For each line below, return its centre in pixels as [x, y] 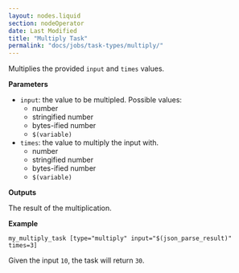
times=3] [23, 246]
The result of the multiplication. [60, 208]
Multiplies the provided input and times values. [87, 68]
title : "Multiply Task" [48, 38]
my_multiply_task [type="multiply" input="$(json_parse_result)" [120, 238]
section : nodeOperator [46, 23]
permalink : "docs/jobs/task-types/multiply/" [86, 46]
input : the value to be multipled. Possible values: [101, 100]
